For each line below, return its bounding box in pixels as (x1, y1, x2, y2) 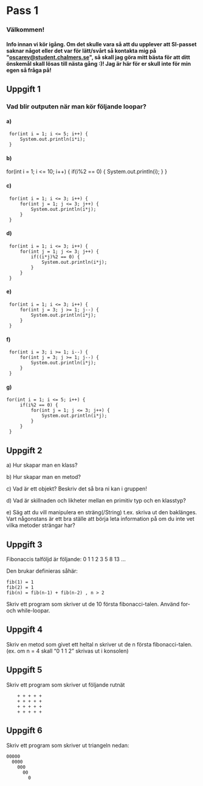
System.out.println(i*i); (19, 136, 86, 143)
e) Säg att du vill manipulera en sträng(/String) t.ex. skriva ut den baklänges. (6, 509, 198, 516)
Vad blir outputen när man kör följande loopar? (6, 102, 147, 111)
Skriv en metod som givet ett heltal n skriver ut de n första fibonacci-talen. (6, 640, 193, 648)
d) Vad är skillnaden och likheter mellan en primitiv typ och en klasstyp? (6, 497, 187, 505)
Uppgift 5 (6, 665, 43, 675)
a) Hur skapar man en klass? (6, 461, 78, 469)
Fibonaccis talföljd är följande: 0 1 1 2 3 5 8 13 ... (6, 556, 126, 563)
